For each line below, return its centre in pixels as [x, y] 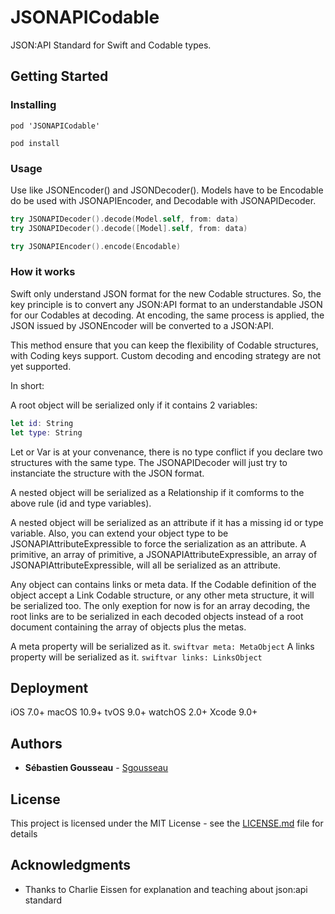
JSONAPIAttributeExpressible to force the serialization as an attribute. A [158, 543]
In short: [27, 385]
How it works [43, 272]
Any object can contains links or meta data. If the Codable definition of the [163, 584]
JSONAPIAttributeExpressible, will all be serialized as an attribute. [146, 565]
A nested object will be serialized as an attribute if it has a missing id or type [167, 522]
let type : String [46, 432]
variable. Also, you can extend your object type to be [119, 533]
